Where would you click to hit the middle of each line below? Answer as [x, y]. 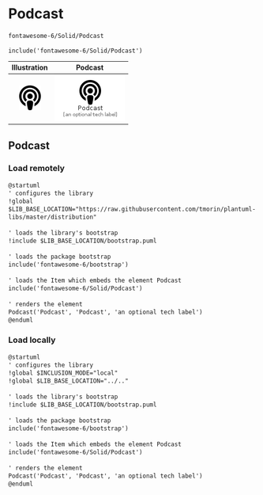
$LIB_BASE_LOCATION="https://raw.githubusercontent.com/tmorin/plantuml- [132, 209]
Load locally [32, 340]
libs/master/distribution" [53, 217]
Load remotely [37, 168]
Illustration [30, 67]
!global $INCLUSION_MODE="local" [63, 373]
